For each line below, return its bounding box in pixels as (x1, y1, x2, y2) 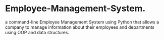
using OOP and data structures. (5, 29, 69, 35)
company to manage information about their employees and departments (5, 24, 155, 30)
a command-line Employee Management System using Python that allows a (5, 19, 160, 25)
